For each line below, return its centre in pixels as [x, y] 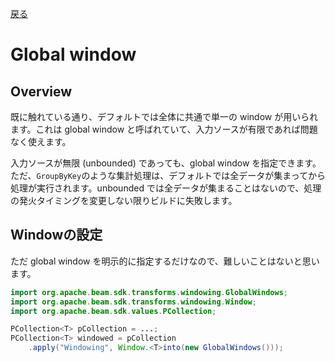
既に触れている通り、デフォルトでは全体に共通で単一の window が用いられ [164, 116]
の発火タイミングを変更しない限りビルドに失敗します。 [124, 200]
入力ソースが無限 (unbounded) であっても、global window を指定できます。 [166, 163]
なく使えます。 [41, 141]
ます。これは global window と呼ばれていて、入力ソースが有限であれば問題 [164, 129]
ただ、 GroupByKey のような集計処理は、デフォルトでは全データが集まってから [168, 175]
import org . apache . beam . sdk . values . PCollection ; [113, 311]
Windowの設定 [56, 235]
